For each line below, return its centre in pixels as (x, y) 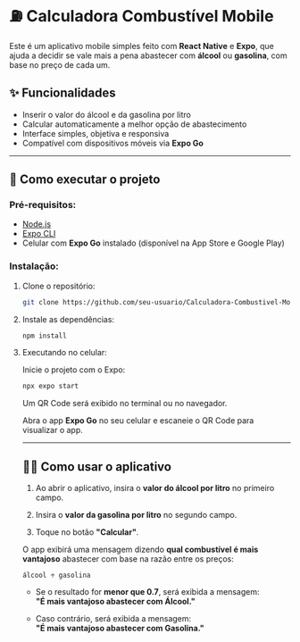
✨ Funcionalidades (62, 93)
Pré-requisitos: (43, 205)
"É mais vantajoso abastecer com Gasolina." (120, 629)
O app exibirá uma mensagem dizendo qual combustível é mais (140, 550)
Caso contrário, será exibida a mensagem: (113, 619)
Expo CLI (39, 234)
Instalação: (34, 266)
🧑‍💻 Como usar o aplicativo (97, 467)
